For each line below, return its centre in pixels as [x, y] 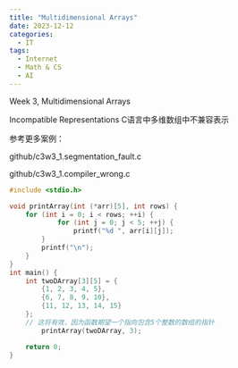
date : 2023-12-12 [42, 26]
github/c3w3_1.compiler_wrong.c [70, 173]
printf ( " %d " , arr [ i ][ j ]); [123, 231]
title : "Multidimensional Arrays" [74, 17]
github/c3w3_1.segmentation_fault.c [75, 156]
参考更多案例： [37, 138]
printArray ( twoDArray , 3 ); [92, 330]
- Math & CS [40, 68]
